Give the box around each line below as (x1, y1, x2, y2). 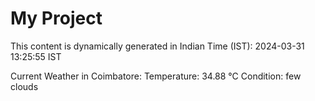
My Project (10, 7, 103, 30)
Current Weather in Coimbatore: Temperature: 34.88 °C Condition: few (10, 70, 302, 82)
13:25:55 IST (10, 50, 62, 62)
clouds (10, 80, 39, 92)
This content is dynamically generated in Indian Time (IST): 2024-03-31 (10, 40, 305, 52)
